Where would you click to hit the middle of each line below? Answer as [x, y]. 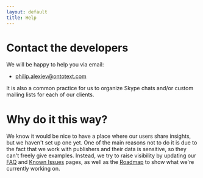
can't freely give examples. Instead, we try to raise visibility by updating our [101, 155]
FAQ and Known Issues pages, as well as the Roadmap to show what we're [100, 162]
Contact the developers [67, 48]
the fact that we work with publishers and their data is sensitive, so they [97, 149]
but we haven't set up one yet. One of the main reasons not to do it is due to [102, 143]
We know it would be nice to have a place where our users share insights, [99, 136]
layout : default [27, 12]
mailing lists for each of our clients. [50, 94]
